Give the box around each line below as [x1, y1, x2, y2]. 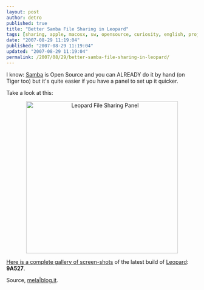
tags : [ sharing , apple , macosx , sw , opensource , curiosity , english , [6, 32, 186, 38]
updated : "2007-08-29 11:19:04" [6, 49, 88, 55]
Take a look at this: [6, 89, 53, 96]
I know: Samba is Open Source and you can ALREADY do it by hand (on [6, 71, 185, 78]
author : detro [6, 15, 42, 21]
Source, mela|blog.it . [6, 276, 59, 283]
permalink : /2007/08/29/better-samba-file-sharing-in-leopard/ [6, 54, 170, 60]
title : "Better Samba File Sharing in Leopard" [6, 26, 129, 32]
